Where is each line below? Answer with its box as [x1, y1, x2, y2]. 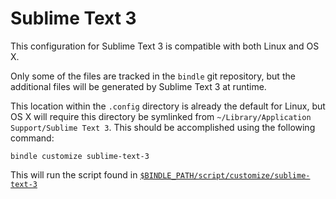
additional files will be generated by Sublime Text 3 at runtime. [10, 80, 267, 92]
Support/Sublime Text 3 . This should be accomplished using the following [10, 121, 316, 133]
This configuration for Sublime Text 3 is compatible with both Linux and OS [10, 40, 320, 52]
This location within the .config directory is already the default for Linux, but [10, 100, 326, 112]
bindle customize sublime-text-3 [10, 151, 150, 161]
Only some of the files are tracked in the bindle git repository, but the [10, 70, 296, 82]
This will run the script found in [10, 168, 138, 181]
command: [10, 132, 55, 144]
